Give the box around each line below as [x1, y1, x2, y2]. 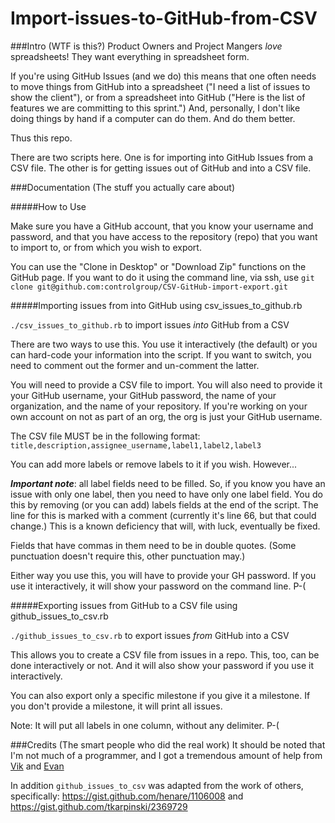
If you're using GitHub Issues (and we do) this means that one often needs [10, 70, 317, 82]
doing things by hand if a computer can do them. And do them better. [10, 112, 296, 124]
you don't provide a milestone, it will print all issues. [10, 700, 223, 712]
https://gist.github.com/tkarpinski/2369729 [10, 800, 188, 812]
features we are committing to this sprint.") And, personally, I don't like [10, 102, 301, 114]
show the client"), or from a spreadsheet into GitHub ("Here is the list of [10, 91, 306, 103]
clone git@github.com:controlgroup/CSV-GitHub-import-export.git [10, 282, 288, 292]
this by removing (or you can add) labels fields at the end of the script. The [10, 498, 319, 511]
